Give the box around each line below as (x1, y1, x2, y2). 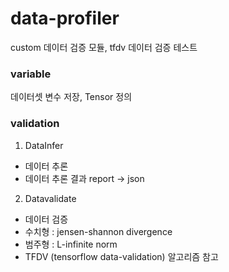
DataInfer (24, 139, 64, 151)
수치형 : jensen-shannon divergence (24, 225, 173, 237)
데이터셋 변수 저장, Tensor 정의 (10, 91, 133, 103)
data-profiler (10, 7, 120, 30)
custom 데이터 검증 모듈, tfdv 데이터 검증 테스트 (10, 41, 198, 53)
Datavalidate (24, 192, 77, 204)
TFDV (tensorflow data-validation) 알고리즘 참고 (24, 250, 219, 262)
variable (10, 67, 52, 81)
